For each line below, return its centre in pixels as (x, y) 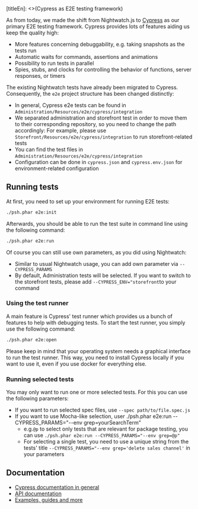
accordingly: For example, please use (60, 131)
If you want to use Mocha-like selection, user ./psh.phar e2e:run (93, 416)
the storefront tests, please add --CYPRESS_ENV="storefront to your (95, 281)
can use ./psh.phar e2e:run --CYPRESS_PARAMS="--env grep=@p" (102, 435)
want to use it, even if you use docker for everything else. (76, 364)
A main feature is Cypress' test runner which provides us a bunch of (90, 316)
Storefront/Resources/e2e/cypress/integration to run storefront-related (103, 137)
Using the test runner (38, 303)
